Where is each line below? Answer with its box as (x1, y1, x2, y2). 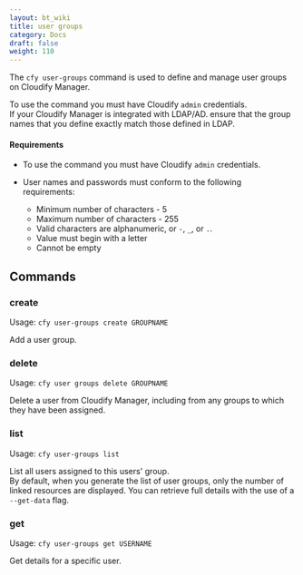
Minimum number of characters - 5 (35, 204, 168, 215)
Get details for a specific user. (9, 555, 122, 566)
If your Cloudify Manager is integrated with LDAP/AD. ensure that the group (9, 109, 291, 120)
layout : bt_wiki (9, 13, 71, 23)
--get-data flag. (9, 494, 70, 505)
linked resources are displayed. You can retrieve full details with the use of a (9, 484, 295, 495)
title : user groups (9, 22, 83, 31)
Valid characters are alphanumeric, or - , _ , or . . (35, 223, 213, 234)
